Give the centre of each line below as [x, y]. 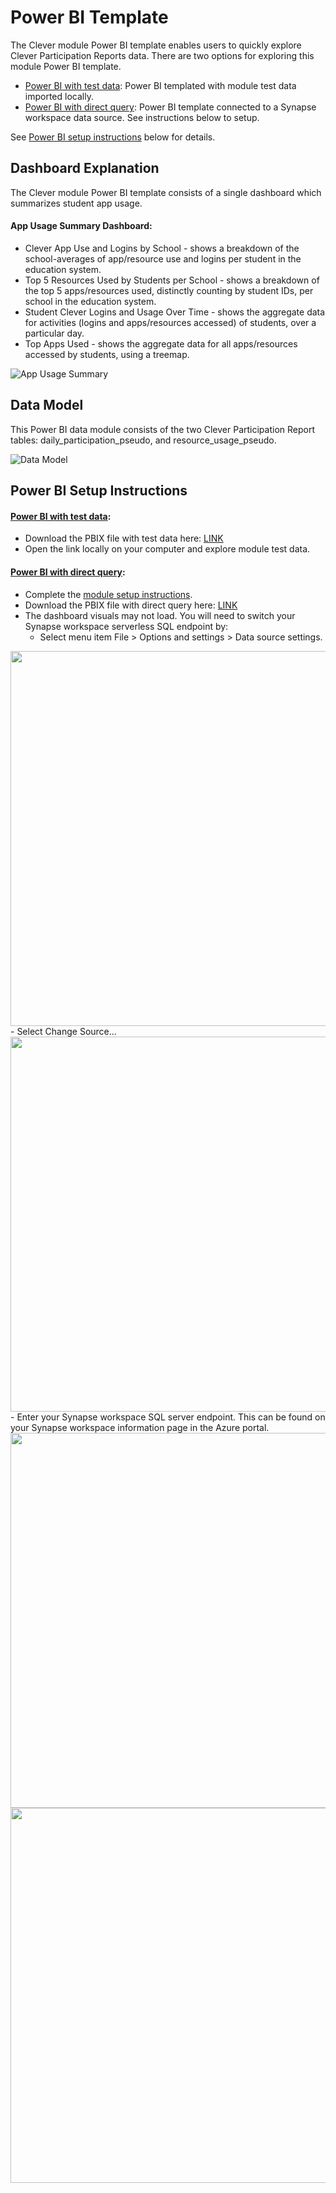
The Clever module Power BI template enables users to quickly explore [156, 45]
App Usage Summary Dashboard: [81, 226]
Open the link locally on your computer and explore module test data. [167, 549]
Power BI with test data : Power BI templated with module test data [160, 85]
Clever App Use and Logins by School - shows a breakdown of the [162, 248]
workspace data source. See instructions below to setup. [142, 117]
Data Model [47, 405]
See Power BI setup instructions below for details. [113, 137]
